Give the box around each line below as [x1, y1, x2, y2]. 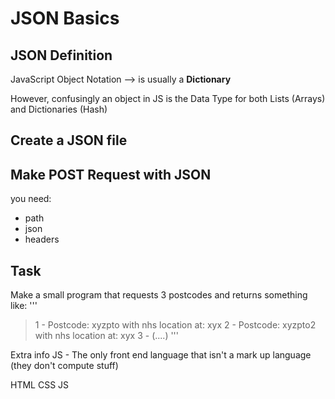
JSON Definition [10, 47, 113, 64]
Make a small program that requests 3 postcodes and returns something [10, 289, 308, 301]
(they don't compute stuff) [10, 360, 119, 372]
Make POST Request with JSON [10, 166, 212, 183]
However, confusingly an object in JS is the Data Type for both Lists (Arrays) [10, 93, 326, 104]
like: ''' [10, 300, 38, 312]
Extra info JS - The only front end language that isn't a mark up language [10, 349, 312, 361]
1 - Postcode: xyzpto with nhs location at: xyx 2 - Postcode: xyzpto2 [34, 319, 317, 331]
